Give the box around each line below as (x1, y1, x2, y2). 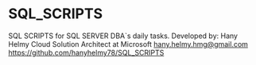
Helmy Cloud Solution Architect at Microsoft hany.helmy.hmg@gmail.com (8, 39, 249, 48)
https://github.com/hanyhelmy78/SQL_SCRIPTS (8, 48, 165, 57)
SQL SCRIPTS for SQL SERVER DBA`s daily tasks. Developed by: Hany (8, 31, 239, 40)
